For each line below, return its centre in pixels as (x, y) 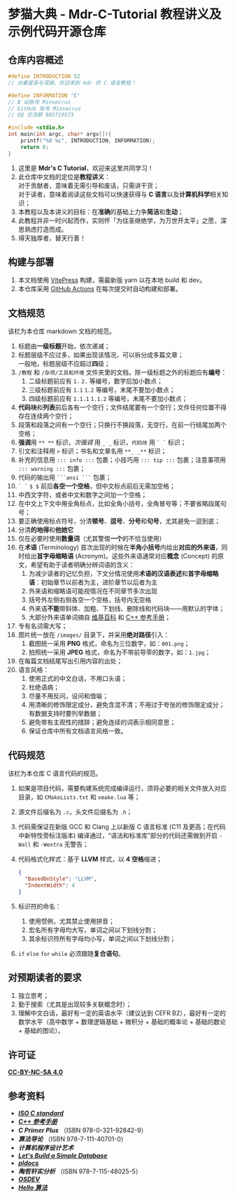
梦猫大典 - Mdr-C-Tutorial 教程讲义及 (115, 14)
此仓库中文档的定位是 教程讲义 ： (64, 176)
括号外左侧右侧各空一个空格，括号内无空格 (90, 600)
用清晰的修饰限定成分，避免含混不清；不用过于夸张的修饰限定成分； (127, 705)
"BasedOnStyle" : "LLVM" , (61, 879)
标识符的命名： (40, 906)
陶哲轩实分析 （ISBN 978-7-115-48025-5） (80, 1171)
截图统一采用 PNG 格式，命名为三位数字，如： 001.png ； (109, 644)
